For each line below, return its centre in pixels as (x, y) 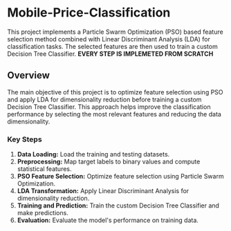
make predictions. (43, 213)
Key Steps (25, 139)
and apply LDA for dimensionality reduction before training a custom (104, 99)
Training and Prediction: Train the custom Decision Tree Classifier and (118, 205)
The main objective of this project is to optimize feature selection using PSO (115, 92)
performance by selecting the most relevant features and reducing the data (114, 114)
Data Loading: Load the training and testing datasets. (93, 154)
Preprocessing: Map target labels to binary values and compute (109, 162)
